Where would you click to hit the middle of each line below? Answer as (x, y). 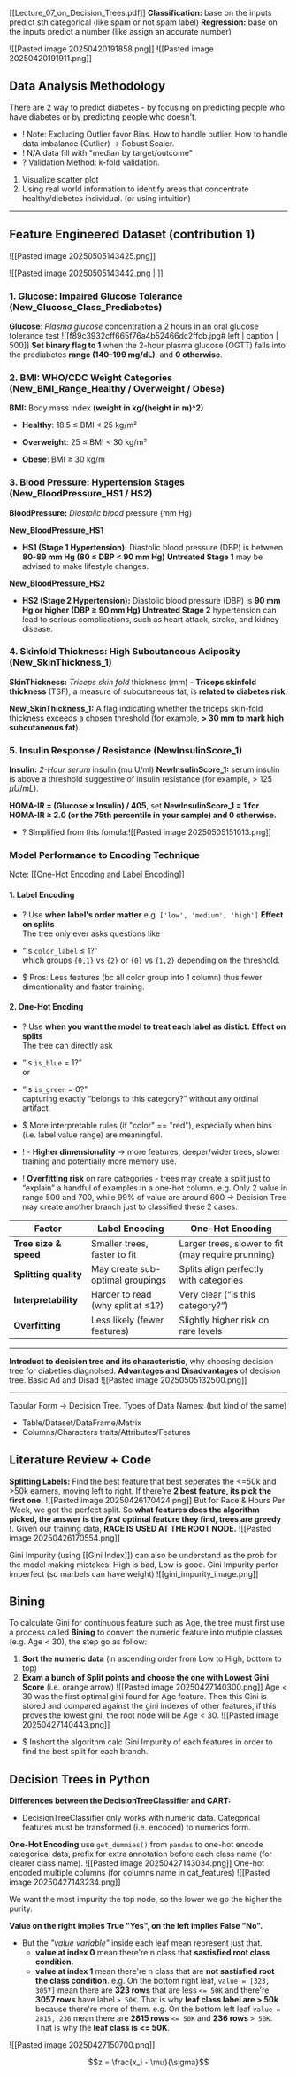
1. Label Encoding (42, 895)
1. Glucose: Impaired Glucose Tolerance (96, 296)
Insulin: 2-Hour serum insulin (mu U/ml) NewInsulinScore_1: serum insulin (145, 769)
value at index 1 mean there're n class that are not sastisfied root (155, 1971)
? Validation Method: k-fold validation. (91, 162)
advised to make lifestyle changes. (85, 566)
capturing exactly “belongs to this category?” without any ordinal (140, 1098)
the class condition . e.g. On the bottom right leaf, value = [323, (152, 1981)
